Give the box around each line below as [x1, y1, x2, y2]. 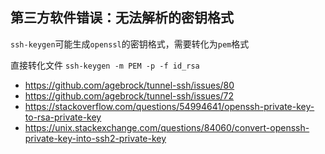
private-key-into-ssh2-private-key [24, 132, 167, 144]
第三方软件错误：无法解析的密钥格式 [10, 9, 234, 27]
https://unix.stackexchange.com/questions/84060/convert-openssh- [24, 121, 310, 133]
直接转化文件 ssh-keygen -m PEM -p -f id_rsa [10, 59, 200, 71]
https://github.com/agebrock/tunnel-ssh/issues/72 [24, 89, 235, 102]
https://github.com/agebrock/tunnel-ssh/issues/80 [24, 79, 235, 91]
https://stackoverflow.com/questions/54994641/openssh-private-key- [24, 100, 315, 112]
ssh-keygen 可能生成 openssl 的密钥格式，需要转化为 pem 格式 [10, 38, 250, 50]
